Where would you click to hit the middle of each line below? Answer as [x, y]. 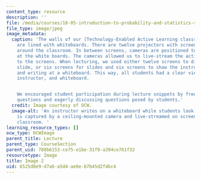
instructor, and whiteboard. [53, 78]
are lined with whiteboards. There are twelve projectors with [98, 45]
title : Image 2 [25, 161]
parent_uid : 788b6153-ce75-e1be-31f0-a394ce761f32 [71, 150]
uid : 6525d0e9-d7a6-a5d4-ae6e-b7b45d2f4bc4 [61, 166]
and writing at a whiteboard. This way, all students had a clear [101, 73]
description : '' [26, 17]
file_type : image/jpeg [34, 28]
